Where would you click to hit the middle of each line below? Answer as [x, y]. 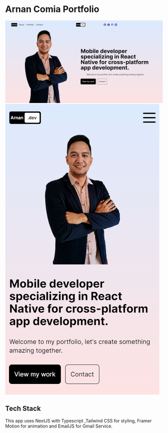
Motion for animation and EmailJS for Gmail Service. [59, 426]
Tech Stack [23, 409]
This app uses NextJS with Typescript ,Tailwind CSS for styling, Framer [78, 420]
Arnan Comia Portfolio [52, 9]
